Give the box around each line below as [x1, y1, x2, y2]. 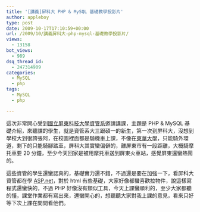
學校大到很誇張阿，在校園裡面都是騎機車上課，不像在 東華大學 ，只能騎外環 [6, 135, 189, 142]
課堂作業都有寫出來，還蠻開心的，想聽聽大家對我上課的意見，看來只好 [21, 192, 194, 199]
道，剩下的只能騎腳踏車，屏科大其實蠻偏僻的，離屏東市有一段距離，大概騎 [6, 142, 189, 149]
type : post [6, 20, 33, 26]
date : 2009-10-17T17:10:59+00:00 [6, 25, 89, 32]
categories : [6, 70, 36, 76]
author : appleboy [6, 14, 49, 20]
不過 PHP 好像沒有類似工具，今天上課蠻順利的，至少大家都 [42, 184, 187, 191]
